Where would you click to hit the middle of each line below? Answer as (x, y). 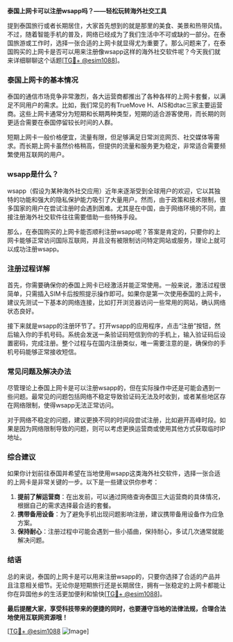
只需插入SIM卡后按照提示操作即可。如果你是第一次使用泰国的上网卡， (125, 294)
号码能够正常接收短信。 (46, 352)
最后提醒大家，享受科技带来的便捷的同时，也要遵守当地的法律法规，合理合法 (116, 608)
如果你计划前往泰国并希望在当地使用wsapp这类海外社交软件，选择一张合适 (114, 473)
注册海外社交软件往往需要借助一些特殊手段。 (77, 217)
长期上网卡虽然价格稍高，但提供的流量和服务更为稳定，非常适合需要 (122, 146)
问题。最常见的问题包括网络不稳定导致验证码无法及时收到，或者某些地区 (116, 397)
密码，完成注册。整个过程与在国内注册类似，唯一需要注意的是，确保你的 (116, 343)
